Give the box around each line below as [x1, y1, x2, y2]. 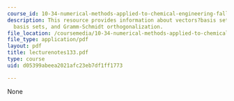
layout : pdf [7, 42, 42, 49]
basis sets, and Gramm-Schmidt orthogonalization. [13, 23, 164, 30]
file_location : [7, 29, 52, 37]
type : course [7, 56, 45, 63]
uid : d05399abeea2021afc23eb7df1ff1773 [7, 62, 123, 69]
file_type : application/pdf [7, 36, 89, 43]
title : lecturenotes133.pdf [7, 49, 89, 56]
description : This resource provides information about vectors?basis [7, 17, 217, 24]
